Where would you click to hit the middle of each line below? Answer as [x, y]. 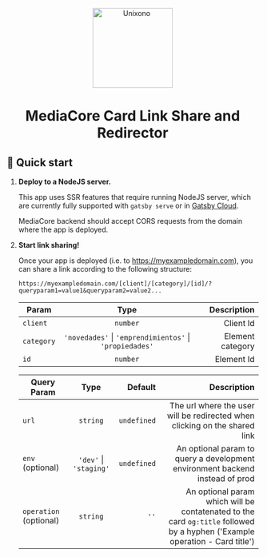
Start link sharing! [49, 245]
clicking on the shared [213, 426]
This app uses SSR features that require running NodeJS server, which [135, 197]
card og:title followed [212, 521]
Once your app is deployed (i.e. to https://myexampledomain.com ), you [135, 261]
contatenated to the [218, 511]
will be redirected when [211, 416]
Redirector [133, 133]
